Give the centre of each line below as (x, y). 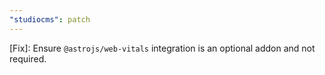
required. (28, 58)
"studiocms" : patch (50, 19)
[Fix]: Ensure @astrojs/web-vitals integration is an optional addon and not (162, 48)
